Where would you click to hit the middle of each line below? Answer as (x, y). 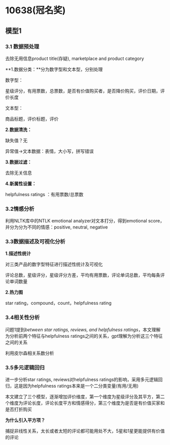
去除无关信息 (18, 173)
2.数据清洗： (18, 130)
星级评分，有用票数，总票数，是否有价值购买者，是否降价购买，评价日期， (83, 91)
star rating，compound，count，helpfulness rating (58, 303)
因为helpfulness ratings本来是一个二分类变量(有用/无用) (81, 386)
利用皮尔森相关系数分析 (30, 353)
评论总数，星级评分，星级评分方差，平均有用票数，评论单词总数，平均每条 (83, 275)
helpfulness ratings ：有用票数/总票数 (44, 194)
